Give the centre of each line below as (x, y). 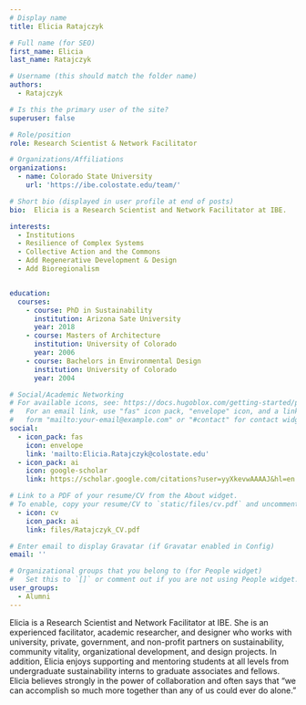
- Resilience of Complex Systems (81, 244)
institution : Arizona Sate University (107, 319)
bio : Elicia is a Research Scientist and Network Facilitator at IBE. (148, 210)
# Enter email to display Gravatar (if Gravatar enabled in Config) (142, 546)
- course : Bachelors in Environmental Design (114, 361)
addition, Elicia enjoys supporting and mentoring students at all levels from (149, 661)
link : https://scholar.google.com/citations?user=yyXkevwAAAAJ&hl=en (161, 480)
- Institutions (46, 235)
